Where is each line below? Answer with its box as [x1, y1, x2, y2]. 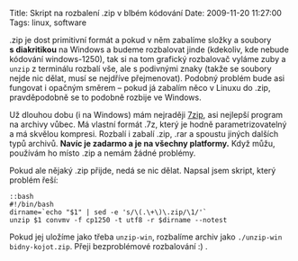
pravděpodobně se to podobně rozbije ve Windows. [9, 92, 203, 103]
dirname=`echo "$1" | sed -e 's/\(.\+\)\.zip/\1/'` [9, 208, 207, 217]
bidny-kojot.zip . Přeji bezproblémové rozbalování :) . [9, 241, 209, 251]
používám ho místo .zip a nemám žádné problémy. [9, 148, 196, 158]
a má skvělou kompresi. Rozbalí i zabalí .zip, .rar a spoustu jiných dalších [9, 129, 279, 139]
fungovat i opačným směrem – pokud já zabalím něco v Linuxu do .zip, [9, 83, 271, 93]
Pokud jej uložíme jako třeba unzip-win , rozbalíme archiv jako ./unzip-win [9, 231, 283, 242]
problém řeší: [9, 175, 59, 185]
